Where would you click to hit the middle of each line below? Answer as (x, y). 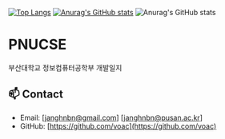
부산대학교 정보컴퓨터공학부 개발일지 (65, 67)
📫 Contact (36, 95)
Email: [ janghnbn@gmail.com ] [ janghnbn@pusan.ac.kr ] (111, 117)
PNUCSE (38, 45)
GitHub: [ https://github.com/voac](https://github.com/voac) (118, 126)
